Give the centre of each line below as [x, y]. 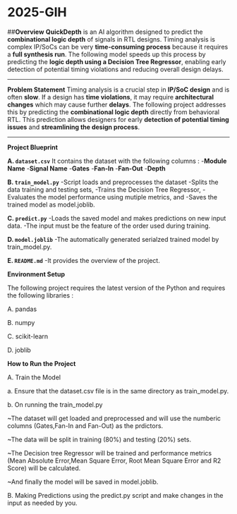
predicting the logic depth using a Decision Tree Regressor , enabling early [117, 61]
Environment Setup [36, 274]
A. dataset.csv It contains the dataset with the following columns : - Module [117, 161]
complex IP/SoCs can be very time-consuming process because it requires [118, 47]
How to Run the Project [42, 363]
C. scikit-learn [28, 336]
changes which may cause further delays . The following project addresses [117, 104]
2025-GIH [37, 12]
